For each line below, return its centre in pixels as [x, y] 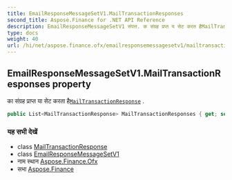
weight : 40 [23, 39]
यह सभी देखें [22, 132]
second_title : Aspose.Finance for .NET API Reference [86, 20]
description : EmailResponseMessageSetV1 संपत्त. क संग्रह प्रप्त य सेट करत [102, 26]
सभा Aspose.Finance [46, 169]
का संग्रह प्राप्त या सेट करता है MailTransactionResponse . [76, 101]
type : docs [23, 33]
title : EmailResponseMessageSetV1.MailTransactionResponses [96, 13]
